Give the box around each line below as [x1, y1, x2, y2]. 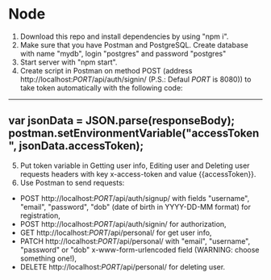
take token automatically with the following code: [19, 82, 183, 93]
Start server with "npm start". [19, 57, 118, 67]
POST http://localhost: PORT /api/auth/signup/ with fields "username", [19, 193, 250, 203]
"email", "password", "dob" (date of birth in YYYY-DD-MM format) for [19, 202, 252, 211]
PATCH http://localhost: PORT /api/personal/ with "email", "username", [19, 236, 251, 246]
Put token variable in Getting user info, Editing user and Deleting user [19, 161, 250, 170]
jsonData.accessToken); [19, 139, 144, 153]
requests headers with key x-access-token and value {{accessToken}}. [19, 169, 256, 178]
